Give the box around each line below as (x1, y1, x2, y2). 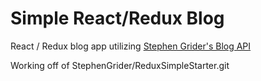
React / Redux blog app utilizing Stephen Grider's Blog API (10, 40, 252, 52)
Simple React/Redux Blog (10, 7, 225, 30)
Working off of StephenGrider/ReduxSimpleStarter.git (10, 59, 230, 71)
